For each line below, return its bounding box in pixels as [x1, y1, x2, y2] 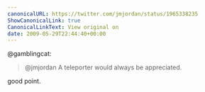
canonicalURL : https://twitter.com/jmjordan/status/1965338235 [7, 10, 199, 18]
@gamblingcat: [7, 50, 52, 58]
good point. [7, 77, 41, 86]
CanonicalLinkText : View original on [7, 23, 119, 30]
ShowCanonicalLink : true [7, 17, 81, 24]
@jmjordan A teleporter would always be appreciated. [24, 63, 182, 71]
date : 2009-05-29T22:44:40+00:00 [7, 30, 106, 38]
